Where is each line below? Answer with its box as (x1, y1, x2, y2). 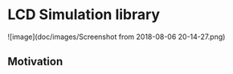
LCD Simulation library (7, 6, 161, 24)
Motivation (7, 55, 63, 68)
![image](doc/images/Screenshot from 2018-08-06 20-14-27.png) (7, 32, 226, 41)
